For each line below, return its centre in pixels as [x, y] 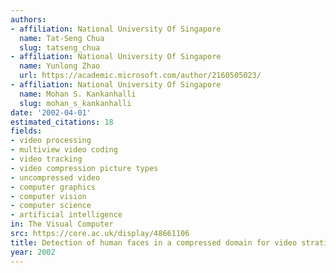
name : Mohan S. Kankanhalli [78, 94]
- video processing [51, 141]
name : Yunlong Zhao [60, 66]
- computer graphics [53, 187]
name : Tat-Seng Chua [62, 38]
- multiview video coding [64, 150]
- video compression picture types [84, 168]
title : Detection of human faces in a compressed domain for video [154, 242]
